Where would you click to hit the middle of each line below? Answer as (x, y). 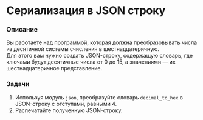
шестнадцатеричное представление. (54, 68)
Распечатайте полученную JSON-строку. (69, 110)
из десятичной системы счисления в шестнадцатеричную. (83, 49)
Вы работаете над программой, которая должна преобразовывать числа (102, 42)
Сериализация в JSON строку (86, 11)
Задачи (18, 84)
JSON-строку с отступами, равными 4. (66, 104)
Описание (22, 30)
